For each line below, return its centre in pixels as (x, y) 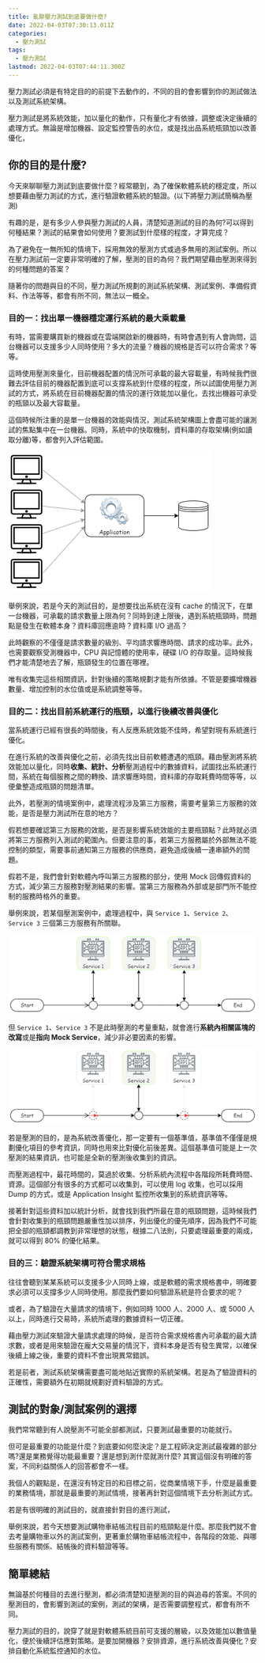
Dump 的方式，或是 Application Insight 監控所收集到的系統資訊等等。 (120, 1194)
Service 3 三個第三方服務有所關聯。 (67, 923)
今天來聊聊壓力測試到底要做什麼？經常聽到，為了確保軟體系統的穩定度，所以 (132, 185)
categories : (28, 33)
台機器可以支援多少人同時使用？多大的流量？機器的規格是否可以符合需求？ (129, 346)
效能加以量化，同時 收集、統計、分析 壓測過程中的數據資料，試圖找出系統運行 (132, 767)
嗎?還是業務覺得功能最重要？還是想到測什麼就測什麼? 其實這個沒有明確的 (127, 1456)
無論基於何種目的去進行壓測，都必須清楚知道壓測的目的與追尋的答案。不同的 (132, 1594)
